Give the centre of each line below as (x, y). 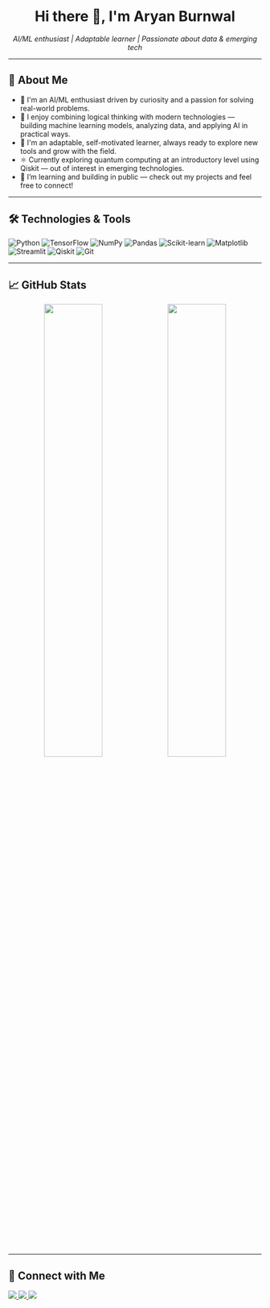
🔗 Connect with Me (57, 1275)
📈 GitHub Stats (47, 285)
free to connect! (47, 185)
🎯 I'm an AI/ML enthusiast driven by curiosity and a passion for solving (137, 99)
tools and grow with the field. (68, 151)
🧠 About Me (38, 80)
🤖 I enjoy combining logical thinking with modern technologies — (127, 117)
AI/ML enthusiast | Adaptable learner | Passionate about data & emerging (135, 39)
